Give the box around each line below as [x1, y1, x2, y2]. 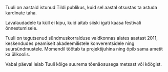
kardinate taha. [5, 10, 37, 16]
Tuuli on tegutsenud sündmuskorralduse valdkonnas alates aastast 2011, [5, 35, 158, 41]
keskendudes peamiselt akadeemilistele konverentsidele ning [5, 40, 135, 46]
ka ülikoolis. [5, 51, 30, 57]
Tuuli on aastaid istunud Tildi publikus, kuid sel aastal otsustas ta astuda [5, 5, 157, 10]
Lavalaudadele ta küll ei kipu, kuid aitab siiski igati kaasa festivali [5, 20, 141, 26]
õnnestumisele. [5, 25, 38, 31]
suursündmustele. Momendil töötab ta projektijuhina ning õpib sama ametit [5, 46, 163, 52]
